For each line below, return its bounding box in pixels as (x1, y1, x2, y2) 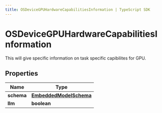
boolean (31, 100, 51, 107)
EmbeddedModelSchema (31, 92, 92, 99)
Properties (5, 69, 38, 78)
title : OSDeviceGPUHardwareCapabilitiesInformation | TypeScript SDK (5, 7, 151, 12)
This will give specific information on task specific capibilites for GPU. (5, 55, 146, 61)
